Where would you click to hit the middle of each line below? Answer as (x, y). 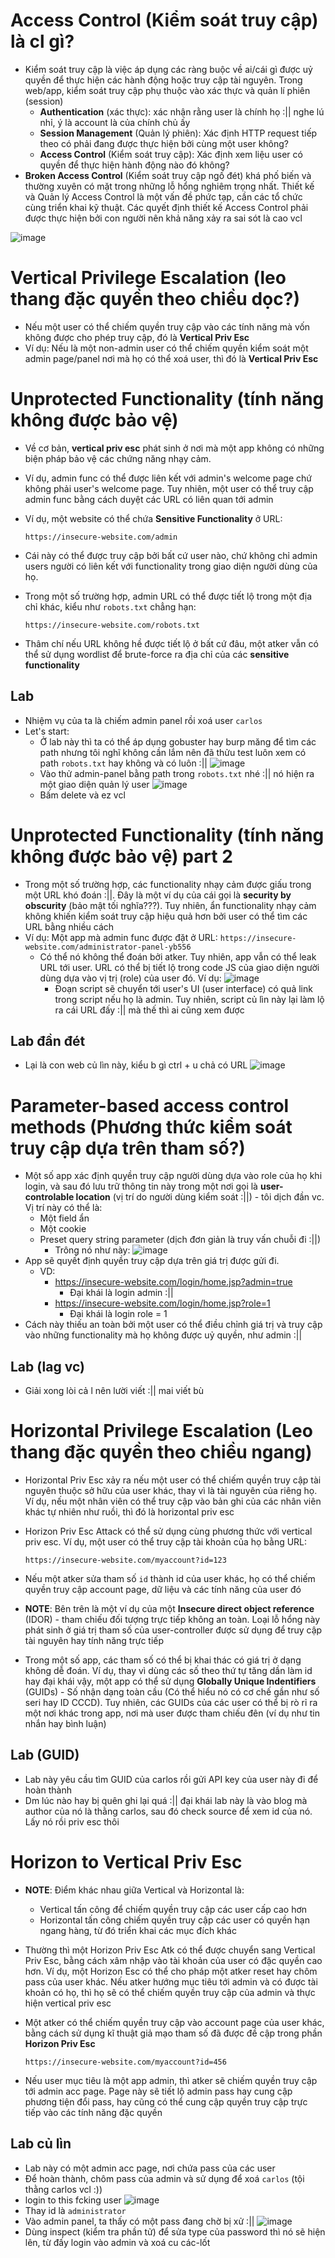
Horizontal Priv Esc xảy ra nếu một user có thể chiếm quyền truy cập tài (173, 1480)
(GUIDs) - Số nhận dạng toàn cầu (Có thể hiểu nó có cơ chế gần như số (172, 1692)
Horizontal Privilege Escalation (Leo (161, 1431)
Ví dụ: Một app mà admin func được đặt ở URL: (121, 937)
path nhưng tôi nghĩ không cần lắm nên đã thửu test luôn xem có (173, 752)
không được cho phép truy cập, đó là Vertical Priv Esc (137, 337)
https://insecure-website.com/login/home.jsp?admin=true (173, 1282)
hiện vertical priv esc (68, 2003)
